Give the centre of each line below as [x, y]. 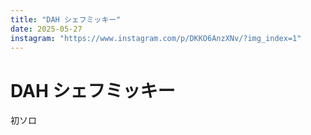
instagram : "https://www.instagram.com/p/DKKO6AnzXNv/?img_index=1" [156, 38]
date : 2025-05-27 [46, 29]
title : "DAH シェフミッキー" [66, 19]
